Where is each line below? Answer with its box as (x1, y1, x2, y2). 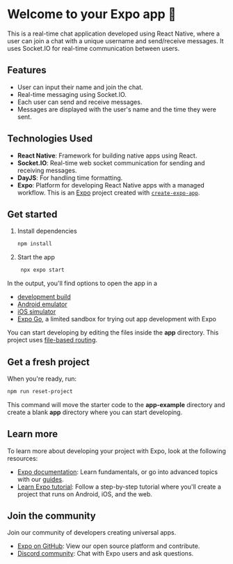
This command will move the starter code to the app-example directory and (7, 400, 225, 409)
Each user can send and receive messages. (17, 98, 143, 106)
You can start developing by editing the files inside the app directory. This (7, 328, 219, 337)
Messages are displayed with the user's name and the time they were (17, 105, 217, 114)
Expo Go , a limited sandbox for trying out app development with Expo (17, 315, 217, 323)
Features (7, 64, 47, 76)
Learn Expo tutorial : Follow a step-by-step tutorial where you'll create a (17, 482, 221, 491)
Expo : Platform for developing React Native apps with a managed (17, 181, 205, 189)
